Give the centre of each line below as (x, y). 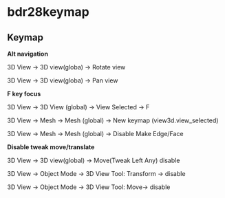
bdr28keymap (48, 12)
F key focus (24, 94)
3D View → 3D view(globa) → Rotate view (66, 67)
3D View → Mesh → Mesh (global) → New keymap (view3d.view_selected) (113, 120)
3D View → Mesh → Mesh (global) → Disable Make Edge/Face (95, 134)
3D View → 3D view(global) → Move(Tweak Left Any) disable (94, 160)
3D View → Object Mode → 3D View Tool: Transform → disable (96, 174)
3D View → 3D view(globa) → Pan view (63, 80)
